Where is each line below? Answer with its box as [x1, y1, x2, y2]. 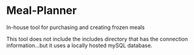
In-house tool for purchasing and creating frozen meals [6, 24, 145, 31]
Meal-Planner [6, 4, 77, 18]
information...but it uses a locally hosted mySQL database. [6, 42, 153, 49]
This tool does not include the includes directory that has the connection [6, 35, 189, 42]
